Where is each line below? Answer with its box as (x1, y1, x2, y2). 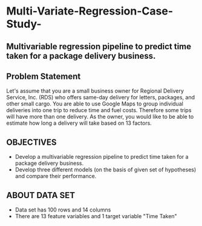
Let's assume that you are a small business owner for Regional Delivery (6, 87, 184, 95)
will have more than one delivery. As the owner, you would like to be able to (6, 113, 194, 121)
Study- (6, 17, 42, 31)
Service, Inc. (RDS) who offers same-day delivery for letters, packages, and (6, 94, 195, 101)
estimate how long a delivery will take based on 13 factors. (6, 119, 152, 127)
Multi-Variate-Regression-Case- (6, 4, 174, 18)
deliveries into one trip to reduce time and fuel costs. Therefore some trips (6, 107, 192, 114)
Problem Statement (6, 71, 81, 81)
